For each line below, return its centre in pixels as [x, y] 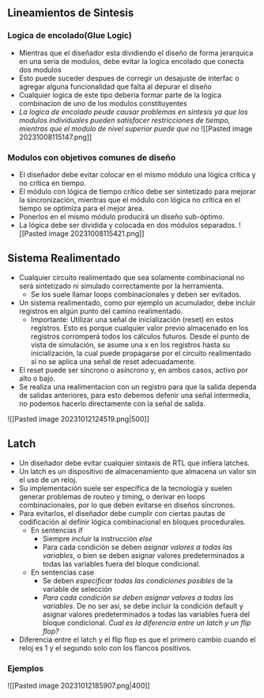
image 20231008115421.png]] [96, 233]
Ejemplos [26, 668]
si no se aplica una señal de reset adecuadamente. [113, 361]
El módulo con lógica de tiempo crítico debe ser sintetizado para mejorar [137, 191]
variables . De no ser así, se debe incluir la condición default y [143, 605]
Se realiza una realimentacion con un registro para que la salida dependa [138, 386]
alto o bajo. [37, 378]
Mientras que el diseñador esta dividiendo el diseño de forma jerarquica [136, 53]
